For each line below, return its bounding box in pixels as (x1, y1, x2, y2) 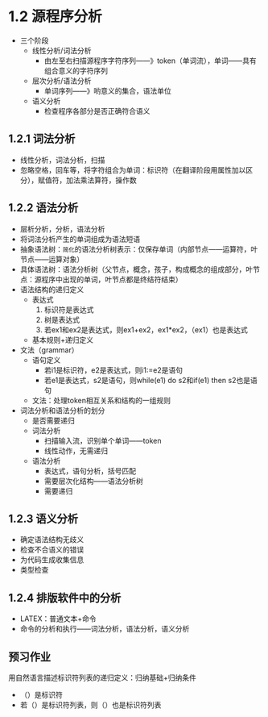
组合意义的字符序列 (43, 65, 109, 75)
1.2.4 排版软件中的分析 (8, 590, 122, 605)
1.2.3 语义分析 (8, 511, 79, 525)
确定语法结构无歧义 (19, 535, 85, 544)
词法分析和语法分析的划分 (19, 405, 105, 415)
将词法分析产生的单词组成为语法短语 (19, 234, 141, 244)
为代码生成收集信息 (19, 555, 85, 565)
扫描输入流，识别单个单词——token (43, 436, 163, 445)
